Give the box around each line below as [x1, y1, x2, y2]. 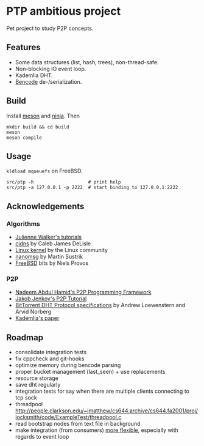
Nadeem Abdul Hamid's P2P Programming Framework [15, 289, 152, 296]
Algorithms [6, 219, 41, 228]
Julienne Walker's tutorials [15, 234, 82, 241]
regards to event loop [15, 433, 69, 440]
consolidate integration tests [15, 349, 87, 356]
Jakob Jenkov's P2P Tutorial [15, 295, 87, 302]
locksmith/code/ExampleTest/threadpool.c [15, 414, 122, 421]
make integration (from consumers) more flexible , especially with [15, 426, 178, 434]
